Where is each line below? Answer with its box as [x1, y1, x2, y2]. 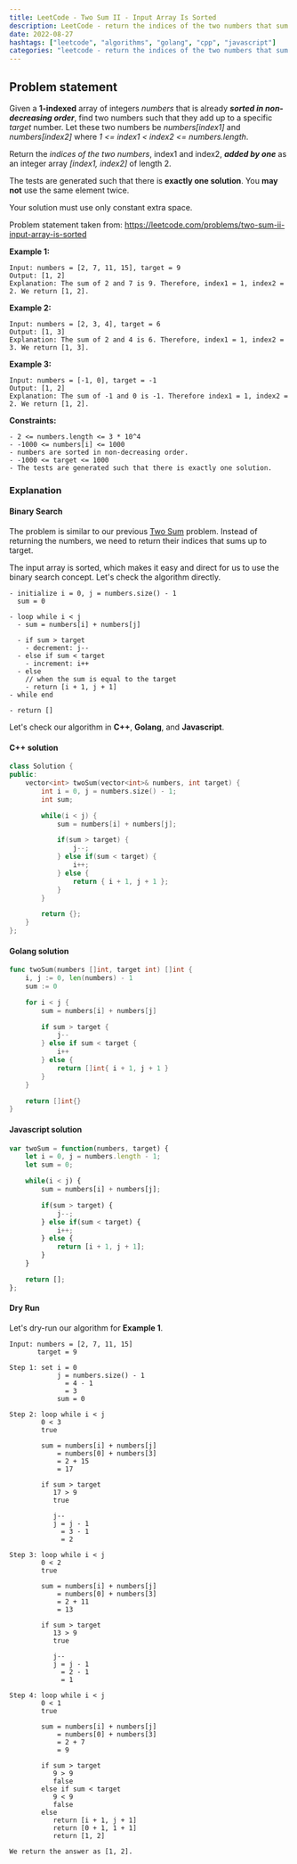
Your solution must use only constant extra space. [9, 202, 193, 212]
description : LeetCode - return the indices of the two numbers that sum [9, 21, 289, 30]
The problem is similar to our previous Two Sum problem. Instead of [9, 526, 258, 537]
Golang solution [9, 945, 69, 956]
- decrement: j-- [25, 644, 90, 653]
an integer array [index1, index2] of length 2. [9, 158, 172, 169]
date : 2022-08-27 [9, 29, 74, 38]
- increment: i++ [25, 659, 90, 669]
